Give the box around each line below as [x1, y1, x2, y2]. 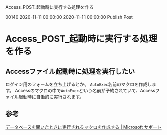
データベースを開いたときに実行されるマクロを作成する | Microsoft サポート [5, 124, 162, 130]
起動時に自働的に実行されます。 [18, 94, 85, 100]
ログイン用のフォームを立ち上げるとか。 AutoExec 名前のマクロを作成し [5, 81, 152, 87]
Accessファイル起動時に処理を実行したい [5, 67, 135, 76]
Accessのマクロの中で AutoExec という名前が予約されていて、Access [15, 88, 156, 93]
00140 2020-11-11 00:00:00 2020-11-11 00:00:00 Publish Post [5, 14, 133, 20]
